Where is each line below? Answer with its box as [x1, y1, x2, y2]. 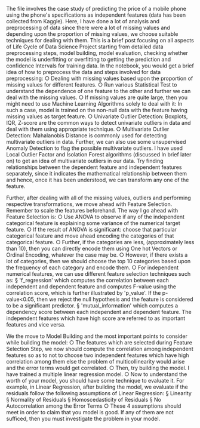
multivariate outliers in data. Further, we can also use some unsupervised [6, 138, 186, 145]
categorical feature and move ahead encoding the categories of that [6, 232, 174, 239]
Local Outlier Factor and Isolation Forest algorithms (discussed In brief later [6, 151, 192, 158]
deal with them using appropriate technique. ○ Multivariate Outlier [6, 125, 170, 133]
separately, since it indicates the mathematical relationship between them [6, 170, 187, 177]
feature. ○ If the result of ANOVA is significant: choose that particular [6, 226, 177, 233]
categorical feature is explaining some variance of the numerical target [6, 220, 180, 226]
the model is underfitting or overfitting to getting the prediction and [6, 56, 171, 63]
